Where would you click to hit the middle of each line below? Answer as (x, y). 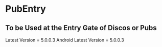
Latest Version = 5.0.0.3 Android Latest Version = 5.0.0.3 (65, 40)
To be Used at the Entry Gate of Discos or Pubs (81, 28)
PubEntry (26, 9)
